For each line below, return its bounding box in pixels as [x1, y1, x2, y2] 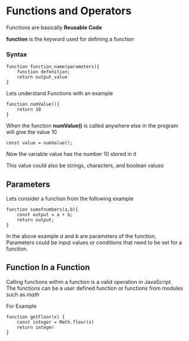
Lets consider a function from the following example [6, 195, 134, 202]
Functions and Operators [6, 4, 132, 18]
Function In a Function [6, 262, 90, 273]
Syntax [6, 50, 27, 58]
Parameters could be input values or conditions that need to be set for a [6, 239, 182, 246]
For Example [6, 302, 37, 309]
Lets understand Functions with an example [6, 90, 113, 97]
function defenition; [17, 69, 70, 75]
